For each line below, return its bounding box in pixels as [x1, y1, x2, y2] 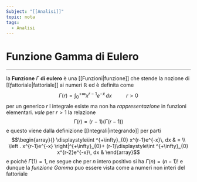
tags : [6, 19, 19, 25]
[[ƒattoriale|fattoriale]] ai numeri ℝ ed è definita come [6, 81, 134, 88]
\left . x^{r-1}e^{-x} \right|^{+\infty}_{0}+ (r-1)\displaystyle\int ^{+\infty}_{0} [8, 142, 189, 149]
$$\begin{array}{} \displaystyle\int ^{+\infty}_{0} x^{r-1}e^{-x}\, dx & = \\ [11, 136, 186, 143]
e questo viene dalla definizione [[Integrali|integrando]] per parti [6, 127, 161, 134]
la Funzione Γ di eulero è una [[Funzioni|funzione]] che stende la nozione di [6, 75, 190, 82]
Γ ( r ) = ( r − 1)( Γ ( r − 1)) [73, 118, 124, 125]
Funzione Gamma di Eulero [6, 50, 139, 63]
